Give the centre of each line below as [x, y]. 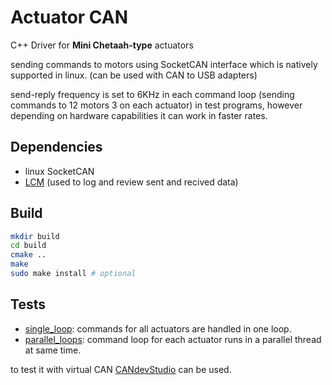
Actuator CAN [69, 17]
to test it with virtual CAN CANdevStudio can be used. [121, 369]
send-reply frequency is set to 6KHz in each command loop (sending [152, 94]
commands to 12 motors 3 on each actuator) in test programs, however [156, 105]
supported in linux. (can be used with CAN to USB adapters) [134, 75]
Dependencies [56, 147]
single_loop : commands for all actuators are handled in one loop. [158, 328]
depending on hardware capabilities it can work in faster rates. [139, 115]
